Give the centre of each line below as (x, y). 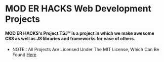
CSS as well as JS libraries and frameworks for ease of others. (70, 38)
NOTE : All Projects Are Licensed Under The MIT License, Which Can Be (86, 50)
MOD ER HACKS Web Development (78, 9)
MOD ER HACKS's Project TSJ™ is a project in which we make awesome (80, 33)
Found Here (24, 55)
